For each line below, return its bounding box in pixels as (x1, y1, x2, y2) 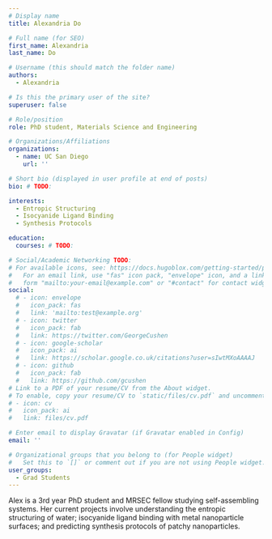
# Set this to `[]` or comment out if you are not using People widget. (8, 458, 266, 466)
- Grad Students (15, 473, 70, 482)
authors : (8, 71, 38, 79)
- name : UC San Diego (15, 153, 89, 161)
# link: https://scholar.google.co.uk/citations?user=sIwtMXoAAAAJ (15, 354, 255, 363)
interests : (8, 197, 45, 205)
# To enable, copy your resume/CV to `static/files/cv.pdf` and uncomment (8, 392, 266, 400)
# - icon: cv (8, 399, 53, 407)
